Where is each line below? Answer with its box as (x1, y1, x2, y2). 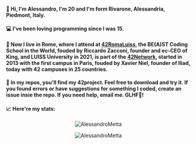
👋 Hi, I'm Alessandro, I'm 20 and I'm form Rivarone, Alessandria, (6, 5, 166, 12)
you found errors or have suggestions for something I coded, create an (6, 85, 182, 92)
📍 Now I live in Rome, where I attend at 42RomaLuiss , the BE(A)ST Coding (6, 40, 188, 47)
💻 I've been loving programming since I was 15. (6, 25, 125, 32)
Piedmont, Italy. (6, 11, 46, 18)
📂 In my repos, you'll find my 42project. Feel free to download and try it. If (6, 79, 188, 86)
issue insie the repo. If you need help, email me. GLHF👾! (6, 91, 145, 98)
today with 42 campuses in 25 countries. (6, 66, 108, 73)
